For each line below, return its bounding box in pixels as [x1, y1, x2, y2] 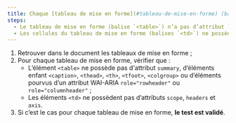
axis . [27, 101, 44, 109]
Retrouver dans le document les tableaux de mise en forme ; [17, 49, 192, 57]
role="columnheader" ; [27, 86, 92, 94]
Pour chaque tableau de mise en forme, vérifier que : [17, 57, 171, 65]
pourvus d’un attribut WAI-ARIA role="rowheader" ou [27, 78, 181, 87]
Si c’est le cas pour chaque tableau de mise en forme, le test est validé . [17, 108, 225, 117]
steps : [7, 17, 27, 24]
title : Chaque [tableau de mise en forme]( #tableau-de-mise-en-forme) [7, 10, 218, 17]
